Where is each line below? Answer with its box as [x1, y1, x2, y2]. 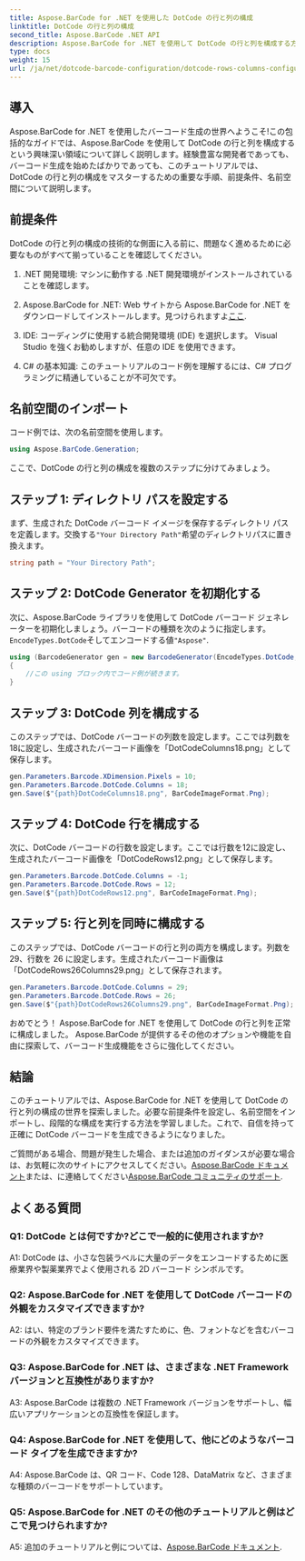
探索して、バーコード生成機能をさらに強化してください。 [25, 1040, 240, 1051]
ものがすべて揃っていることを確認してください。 [25, 249, 207, 260]
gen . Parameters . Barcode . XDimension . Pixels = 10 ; [9, 772, 197, 781]
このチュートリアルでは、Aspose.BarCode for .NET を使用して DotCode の [9, 1095, 289, 1106]
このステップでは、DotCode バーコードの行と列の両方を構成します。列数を [9, 942, 290, 953]
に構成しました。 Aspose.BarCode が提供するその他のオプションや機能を [9, 1028, 284, 1039]
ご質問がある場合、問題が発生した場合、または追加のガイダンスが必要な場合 [9, 1148, 296, 1159]
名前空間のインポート [9, 401, 129, 416]
